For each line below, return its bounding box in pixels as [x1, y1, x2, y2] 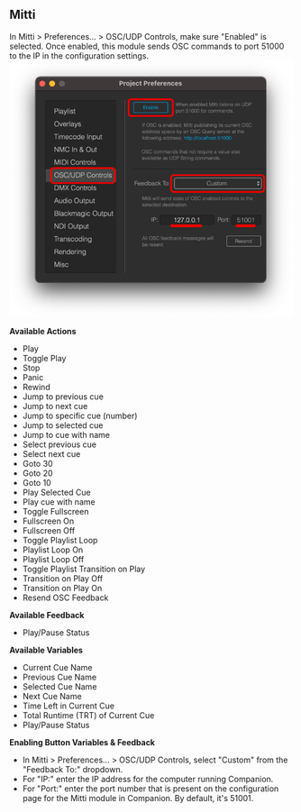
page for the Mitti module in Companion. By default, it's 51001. [22, 793, 254, 804]
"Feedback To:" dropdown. [22, 764, 123, 775]
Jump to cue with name [22, 430, 111, 441]
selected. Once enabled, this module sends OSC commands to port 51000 [9, 41, 285, 51]
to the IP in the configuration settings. [9, 50, 150, 61]
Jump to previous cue [22, 391, 104, 402]
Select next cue [22, 449, 81, 460]
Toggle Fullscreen [22, 506, 89, 517]
